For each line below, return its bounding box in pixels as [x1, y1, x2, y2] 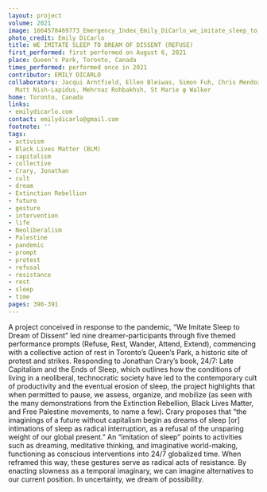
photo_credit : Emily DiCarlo [8, 33, 105, 42]
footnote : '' [8, 123, 52, 131]
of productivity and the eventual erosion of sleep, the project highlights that [8, 381, 256, 391]
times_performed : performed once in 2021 [8, 64, 148, 72]
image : [8, 26, 30, 34]
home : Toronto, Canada [8, 93, 83, 101]
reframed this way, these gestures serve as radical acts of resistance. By [8, 457, 247, 467]
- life [8, 219, 30, 227]
